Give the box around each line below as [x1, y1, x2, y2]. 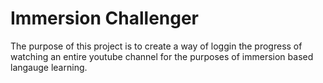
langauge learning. [10, 61, 88, 73]
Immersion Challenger [10, 7, 200, 30]
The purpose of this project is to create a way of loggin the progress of [10, 40, 303, 52]
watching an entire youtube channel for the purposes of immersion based [10, 50, 314, 62]
